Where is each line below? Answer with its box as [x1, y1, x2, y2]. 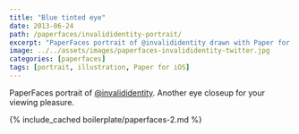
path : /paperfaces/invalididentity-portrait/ [9, 29, 182, 38]
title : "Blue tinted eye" [9, 13, 106, 22]
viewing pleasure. [9, 96, 74, 107]
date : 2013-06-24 [9, 21, 74, 30]
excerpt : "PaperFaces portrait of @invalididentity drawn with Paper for [9, 38, 291, 47]
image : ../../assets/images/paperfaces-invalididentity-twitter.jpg [9, 46, 270, 55]
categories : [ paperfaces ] [9, 54, 106, 63]
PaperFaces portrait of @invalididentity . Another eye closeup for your [9, 87, 266, 98]
